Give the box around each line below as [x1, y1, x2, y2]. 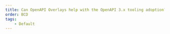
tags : [5, 16, 17, 21]
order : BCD [5, 12, 28, 17]
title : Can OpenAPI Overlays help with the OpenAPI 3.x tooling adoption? [5, 7, 166, 12]
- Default [14, 21, 35, 26]
